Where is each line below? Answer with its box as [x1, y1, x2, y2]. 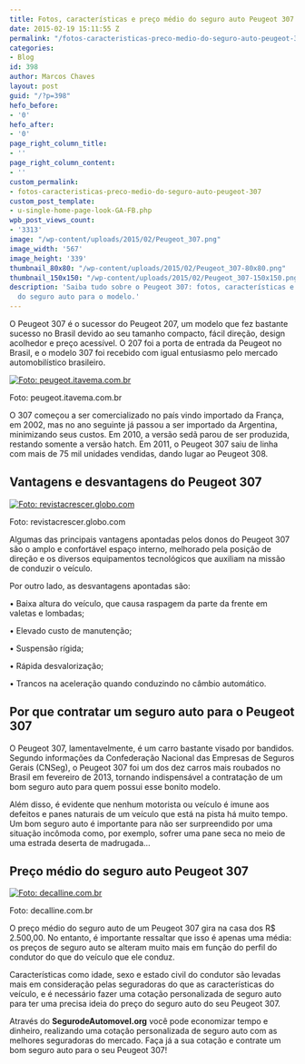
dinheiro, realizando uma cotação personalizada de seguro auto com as [9, 1026, 278, 1037]
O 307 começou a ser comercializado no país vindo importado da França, [9, 409, 284, 420]
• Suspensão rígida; [9, 643, 84, 654]
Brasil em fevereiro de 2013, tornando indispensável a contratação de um [9, 772, 283, 783]
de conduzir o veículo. [9, 563, 93, 574]
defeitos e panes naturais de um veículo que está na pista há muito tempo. [9, 808, 289, 819]
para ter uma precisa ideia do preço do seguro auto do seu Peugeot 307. [9, 999, 281, 1010]
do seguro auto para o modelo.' [17, 292, 141, 301]
